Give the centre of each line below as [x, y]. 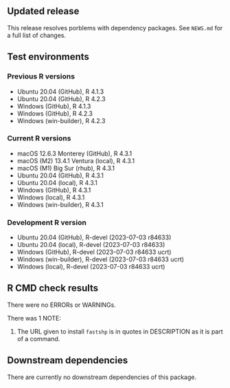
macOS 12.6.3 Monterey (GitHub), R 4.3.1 [74, 153]
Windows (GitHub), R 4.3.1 [54, 190]
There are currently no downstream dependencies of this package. [102, 377]
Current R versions [39, 138]
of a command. [38, 338]
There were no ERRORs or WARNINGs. [62, 305]
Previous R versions [41, 76]
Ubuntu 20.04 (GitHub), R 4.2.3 [61, 98]
